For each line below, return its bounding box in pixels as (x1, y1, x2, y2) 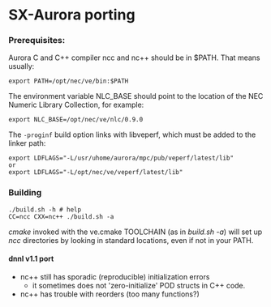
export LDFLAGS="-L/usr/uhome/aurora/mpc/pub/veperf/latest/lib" (8, 154, 234, 163)
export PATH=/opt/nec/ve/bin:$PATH (8, 77, 129, 86)
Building (8, 187, 42, 198)
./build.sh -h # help (8, 205, 82, 214)
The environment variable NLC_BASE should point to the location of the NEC (8, 92, 264, 101)
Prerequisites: (8, 35, 66, 46)
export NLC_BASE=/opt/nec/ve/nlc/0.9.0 (8, 116, 144, 124)
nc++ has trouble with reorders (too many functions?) (19, 289, 200, 299)
